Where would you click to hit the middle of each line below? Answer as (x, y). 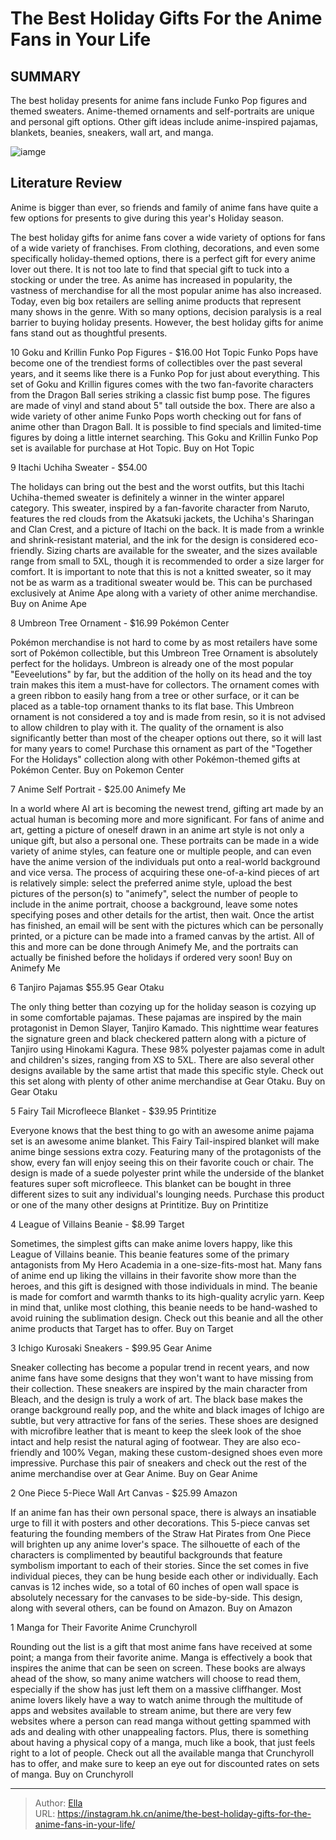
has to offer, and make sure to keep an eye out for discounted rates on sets (165, 1763)
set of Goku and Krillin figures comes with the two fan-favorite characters (162, 384)
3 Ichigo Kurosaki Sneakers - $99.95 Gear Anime (111, 1348)
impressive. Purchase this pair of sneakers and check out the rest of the (158, 1463)
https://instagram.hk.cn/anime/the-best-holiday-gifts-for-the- (184, 1813)
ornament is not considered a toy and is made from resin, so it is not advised (168, 716)
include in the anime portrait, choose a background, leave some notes (154, 904)
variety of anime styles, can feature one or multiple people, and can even (161, 851)
